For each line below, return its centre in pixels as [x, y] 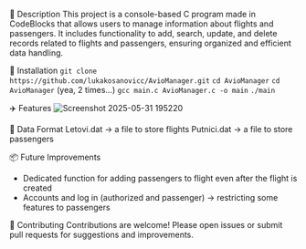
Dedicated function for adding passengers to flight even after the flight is [160, 178]
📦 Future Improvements [55, 157]
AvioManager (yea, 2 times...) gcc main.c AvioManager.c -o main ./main [142, 90]
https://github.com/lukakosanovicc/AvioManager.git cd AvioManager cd [145, 81]
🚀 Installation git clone [53, 70]
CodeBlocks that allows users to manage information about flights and [142, 24]
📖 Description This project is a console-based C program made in [132, 14]
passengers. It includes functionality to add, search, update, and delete [143, 33]
